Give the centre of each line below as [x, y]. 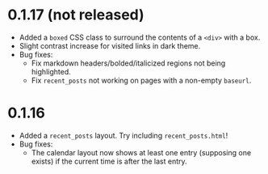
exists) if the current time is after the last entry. [109, 161]
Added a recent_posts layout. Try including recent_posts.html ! [124, 135]
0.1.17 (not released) [76, 15]
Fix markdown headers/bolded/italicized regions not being [128, 63]
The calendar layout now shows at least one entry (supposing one [141, 152]
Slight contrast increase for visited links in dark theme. [110, 45]
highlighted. [51, 71]
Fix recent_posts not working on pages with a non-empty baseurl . [141, 80]
